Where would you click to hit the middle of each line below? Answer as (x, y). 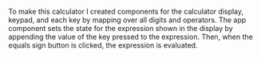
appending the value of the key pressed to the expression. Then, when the (130, 37)
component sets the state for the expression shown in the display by (121, 28)
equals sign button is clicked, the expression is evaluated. (103, 45)
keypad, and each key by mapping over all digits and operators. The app (127, 20)
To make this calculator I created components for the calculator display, (126, 12)
